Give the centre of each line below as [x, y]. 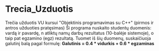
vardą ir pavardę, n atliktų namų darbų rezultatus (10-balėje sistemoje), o [79, 33]
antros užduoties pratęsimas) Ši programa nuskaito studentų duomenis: [78, 27]
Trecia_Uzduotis [39, 9]
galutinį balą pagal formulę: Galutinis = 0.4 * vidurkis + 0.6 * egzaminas [80, 43]
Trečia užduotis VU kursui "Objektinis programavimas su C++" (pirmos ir [79, 23]
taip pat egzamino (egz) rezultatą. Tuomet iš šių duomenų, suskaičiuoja [78, 38]
